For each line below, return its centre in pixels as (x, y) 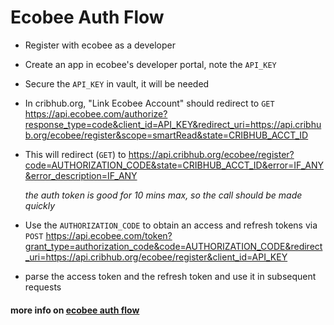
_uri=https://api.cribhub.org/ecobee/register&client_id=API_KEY (156, 257)
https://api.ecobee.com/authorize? (96, 113)
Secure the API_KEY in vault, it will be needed (117, 83)
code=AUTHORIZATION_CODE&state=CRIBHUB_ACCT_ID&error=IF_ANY (174, 165)
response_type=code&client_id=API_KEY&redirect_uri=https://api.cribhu (173, 124)
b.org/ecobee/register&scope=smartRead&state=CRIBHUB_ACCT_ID (166, 135)
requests (43, 287)
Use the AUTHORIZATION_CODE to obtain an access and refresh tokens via (171, 225)
